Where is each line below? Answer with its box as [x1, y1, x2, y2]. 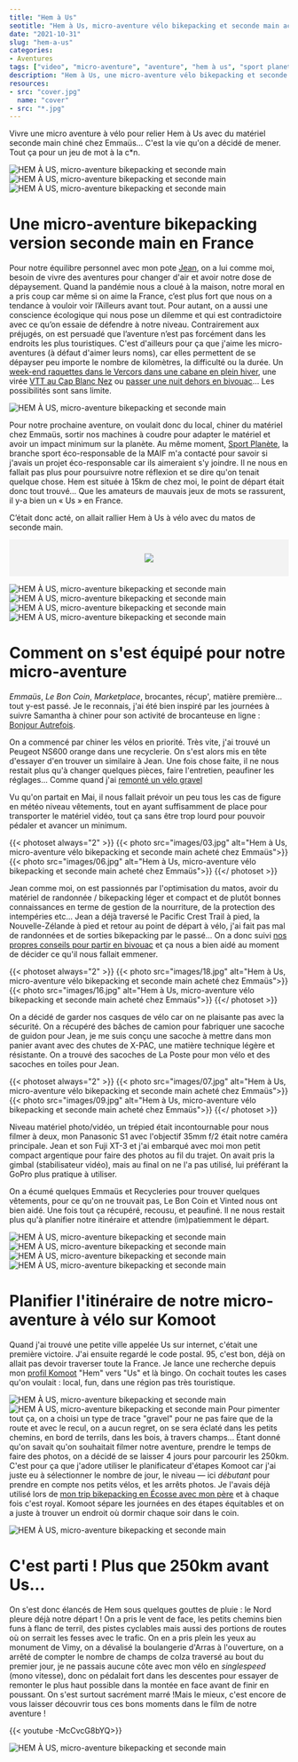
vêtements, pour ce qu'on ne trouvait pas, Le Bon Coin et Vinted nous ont [9, 1196, 278, 1207]
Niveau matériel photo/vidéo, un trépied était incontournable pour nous [9, 1121, 269, 1133]
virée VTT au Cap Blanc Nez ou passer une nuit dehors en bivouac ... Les [9, 376, 275, 387]
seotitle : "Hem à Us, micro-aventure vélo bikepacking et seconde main [9, 21, 279, 30]
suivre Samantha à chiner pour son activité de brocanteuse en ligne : [9, 710, 261, 721]
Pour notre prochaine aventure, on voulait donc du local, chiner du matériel [9, 419, 284, 431]
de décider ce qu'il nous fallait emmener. [9, 949, 158, 960]
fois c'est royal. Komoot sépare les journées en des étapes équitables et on [9, 1498, 285, 1509]
